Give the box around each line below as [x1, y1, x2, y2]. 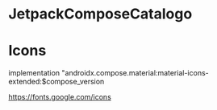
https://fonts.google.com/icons [8, 92, 111, 102]
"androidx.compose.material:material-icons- [61, 68, 209, 78]
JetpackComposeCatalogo [8, 5, 193, 23]
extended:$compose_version [8, 77, 105, 87]
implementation [8, 68, 61, 78]
